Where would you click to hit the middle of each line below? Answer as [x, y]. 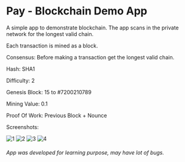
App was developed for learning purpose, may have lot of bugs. [85, 152]
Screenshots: [22, 127]
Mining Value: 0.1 [27, 104]
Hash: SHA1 [21, 69]
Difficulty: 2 [20, 80]
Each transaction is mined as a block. [52, 46]
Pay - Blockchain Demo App [77, 11]
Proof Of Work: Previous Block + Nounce [57, 115]
